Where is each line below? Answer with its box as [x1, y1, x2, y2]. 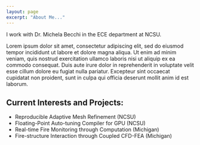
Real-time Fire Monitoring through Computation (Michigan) [14, 126, 159, 133]
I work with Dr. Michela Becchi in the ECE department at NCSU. [6, 30, 162, 38]
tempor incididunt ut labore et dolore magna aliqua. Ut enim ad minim [6, 48, 177, 55]
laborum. [6, 80, 29, 87]
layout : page [6, 8, 39, 15]
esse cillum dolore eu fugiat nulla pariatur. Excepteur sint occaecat [6, 67, 170, 75]
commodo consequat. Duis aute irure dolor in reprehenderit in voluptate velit [6, 61, 194, 69]
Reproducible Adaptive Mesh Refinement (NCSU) [14, 113, 136, 121]
